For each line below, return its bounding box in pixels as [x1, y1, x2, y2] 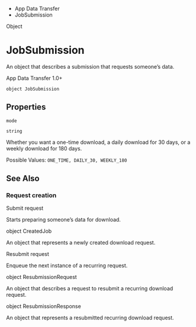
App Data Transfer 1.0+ [6, 74, 63, 82]
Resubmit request [6, 251, 49, 258]
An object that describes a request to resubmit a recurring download [6, 285, 173, 292]
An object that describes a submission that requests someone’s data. [6, 63, 175, 70]
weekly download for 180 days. [6, 145, 82, 152]
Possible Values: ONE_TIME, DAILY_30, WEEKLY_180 [6, 156, 127, 163]
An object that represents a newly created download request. [6, 239, 156, 246]
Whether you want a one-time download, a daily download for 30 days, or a [6, 139, 191, 146]
